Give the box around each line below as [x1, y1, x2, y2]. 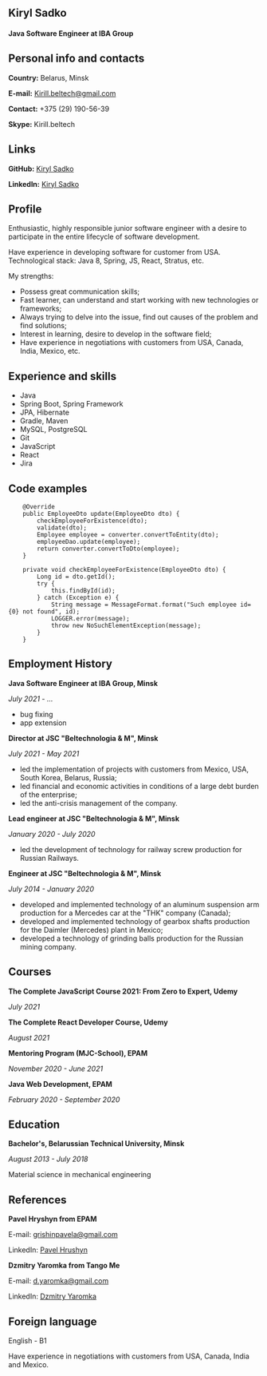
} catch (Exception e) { [37, 594, 120, 602]
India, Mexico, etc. [19, 347, 81, 356]
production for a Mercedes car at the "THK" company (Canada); [19, 908, 231, 918]
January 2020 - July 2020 [8, 829, 96, 839]
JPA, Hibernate [19, 407, 70, 418]
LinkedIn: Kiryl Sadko [8, 179, 80, 188]
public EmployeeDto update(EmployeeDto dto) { [22, 510, 180, 518]
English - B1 [8, 1336, 47, 1346]
